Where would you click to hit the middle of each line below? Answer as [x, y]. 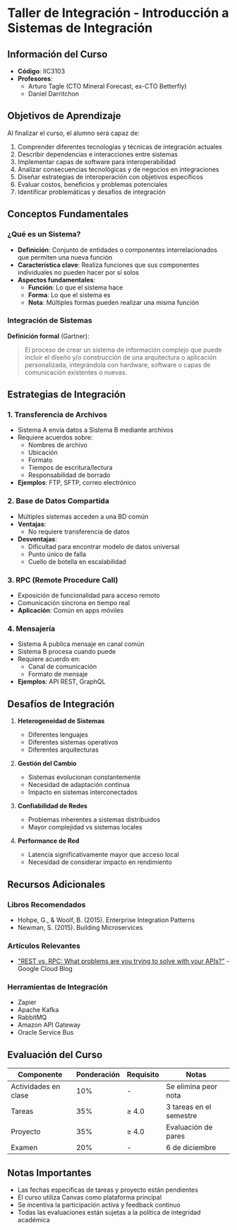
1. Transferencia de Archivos [57, 415]
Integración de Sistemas [50, 321]
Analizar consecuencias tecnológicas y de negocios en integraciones [118, 169]
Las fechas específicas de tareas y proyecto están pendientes [108, 1190]
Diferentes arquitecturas [63, 750]
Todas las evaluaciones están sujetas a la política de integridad [109, 1212]
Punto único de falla [57, 554]
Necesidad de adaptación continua [79, 785]
